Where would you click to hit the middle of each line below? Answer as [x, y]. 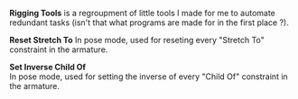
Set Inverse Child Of [48, 67]
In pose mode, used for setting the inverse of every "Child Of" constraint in [149, 76]
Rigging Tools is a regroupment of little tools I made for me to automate [142, 13]
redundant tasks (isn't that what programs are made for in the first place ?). [149, 22]
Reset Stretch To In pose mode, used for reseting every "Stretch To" [137, 40]
